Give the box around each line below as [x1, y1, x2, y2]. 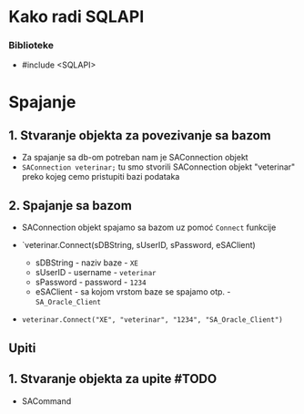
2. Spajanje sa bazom [8, 198, 133, 213]
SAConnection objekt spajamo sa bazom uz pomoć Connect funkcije [21, 222, 277, 233]
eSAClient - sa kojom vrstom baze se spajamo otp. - [35, 286, 231, 297]
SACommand [21, 395, 72, 407]
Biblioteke [8, 39, 54, 52]
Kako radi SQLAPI [8, 6, 145, 27]
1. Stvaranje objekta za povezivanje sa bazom [8, 128, 272, 143]
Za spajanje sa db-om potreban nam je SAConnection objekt [21, 152, 248, 163]
